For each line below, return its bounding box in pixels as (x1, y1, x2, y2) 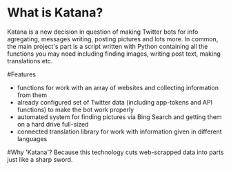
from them (17, 91, 47, 99)
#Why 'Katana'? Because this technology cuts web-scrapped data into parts (7, 148, 224, 156)
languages (17, 134, 48, 142)
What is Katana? (7, 5, 103, 21)
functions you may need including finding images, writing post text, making (7, 50, 221, 58)
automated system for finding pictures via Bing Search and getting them (17, 112, 222, 121)
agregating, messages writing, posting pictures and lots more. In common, (7, 34, 219, 43)
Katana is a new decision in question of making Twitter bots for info (7, 28, 199, 36)
